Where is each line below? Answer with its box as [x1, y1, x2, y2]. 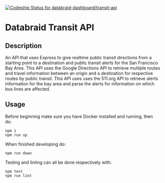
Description [5, 41, 42, 50]
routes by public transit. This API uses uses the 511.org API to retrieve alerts [5, 75, 159, 81]
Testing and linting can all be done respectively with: [5, 159, 112, 165]
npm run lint [5, 173, 32, 178]
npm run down [5, 150, 32, 155]
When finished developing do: [5, 141, 66, 147]
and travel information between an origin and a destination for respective [5, 71, 153, 76]
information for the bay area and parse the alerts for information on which [5, 81, 155, 86]
